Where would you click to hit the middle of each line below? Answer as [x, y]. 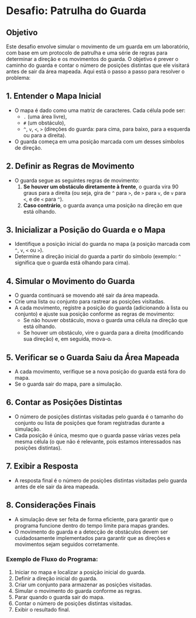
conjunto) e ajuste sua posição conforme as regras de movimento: [94, 314]
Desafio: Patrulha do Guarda [76, 11]
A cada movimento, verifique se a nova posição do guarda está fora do [100, 372]
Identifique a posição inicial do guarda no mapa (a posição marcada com [102, 244]
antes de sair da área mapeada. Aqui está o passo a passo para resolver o [95, 71]
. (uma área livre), [45, 116]
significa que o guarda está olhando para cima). [72, 263]
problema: [18, 78]
